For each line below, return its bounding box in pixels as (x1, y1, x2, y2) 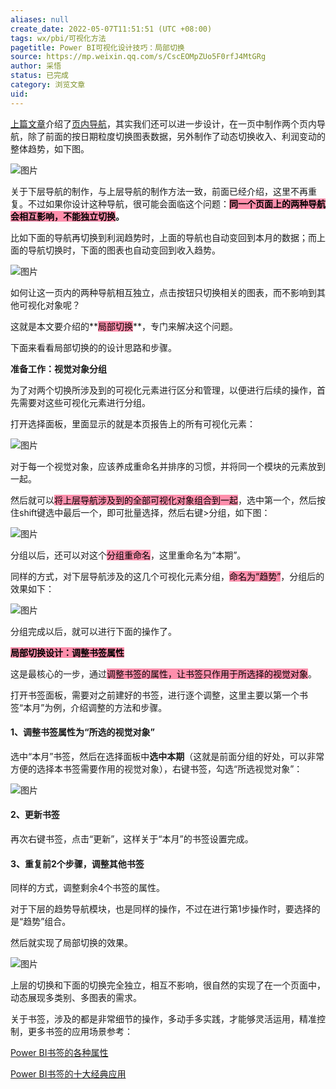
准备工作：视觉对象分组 (10, 362, 107, 375)
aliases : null (10, 14, 70, 25)
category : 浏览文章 (10, 80, 86, 90)
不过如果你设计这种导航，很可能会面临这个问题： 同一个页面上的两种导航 (27, 197, 326, 210)
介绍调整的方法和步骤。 (70, 701, 168, 713)
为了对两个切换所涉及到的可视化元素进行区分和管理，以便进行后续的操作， (10, 384, 317, 396)
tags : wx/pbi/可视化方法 (10, 33, 107, 43)
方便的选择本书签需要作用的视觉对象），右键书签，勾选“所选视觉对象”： (10, 762, 303, 775)
